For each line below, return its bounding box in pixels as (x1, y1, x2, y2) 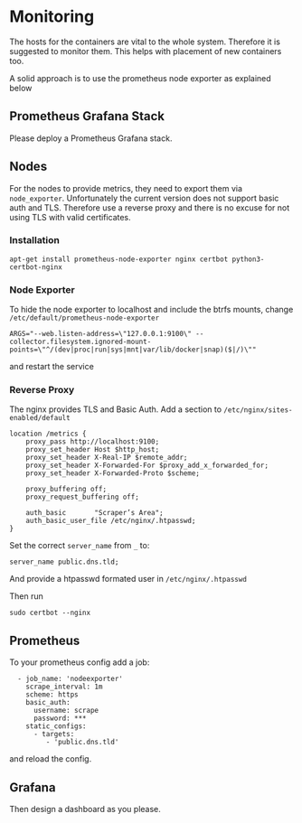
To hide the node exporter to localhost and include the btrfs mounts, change (9, 304, 294, 315)
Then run (9, 591, 43, 602)
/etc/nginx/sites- (223, 406, 293, 415)
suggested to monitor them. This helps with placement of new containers (9, 45, 282, 56)
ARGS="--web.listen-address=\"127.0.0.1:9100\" (9, 330, 193, 339)
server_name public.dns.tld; (9, 557, 119, 566)
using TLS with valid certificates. (9, 211, 131, 222)
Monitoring (9, 6, 95, 27)
